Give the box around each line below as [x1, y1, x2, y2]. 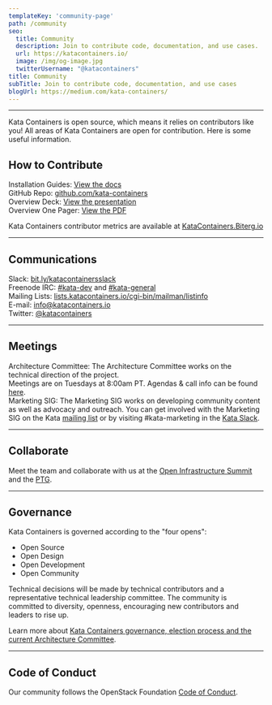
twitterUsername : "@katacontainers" [15, 65, 139, 73]
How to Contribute [8, 158, 104, 171]
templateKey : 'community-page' [8, 11, 114, 20]
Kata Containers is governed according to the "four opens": [8, 527, 207, 537]
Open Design [19, 551, 65, 561]
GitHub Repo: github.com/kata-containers [8, 188, 148, 198]
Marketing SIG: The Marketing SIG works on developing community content [8, 396, 261, 405]
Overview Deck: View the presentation [8, 197, 137, 207]
